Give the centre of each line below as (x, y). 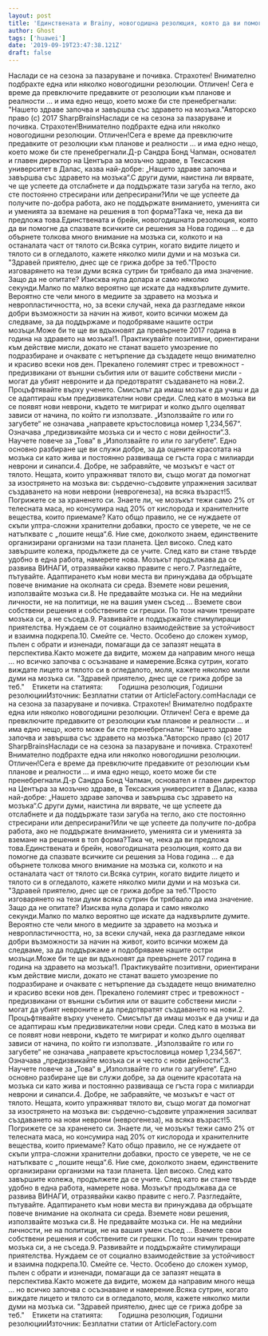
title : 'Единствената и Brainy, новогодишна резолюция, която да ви (124, 23)
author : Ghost (32, 30)
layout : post (30, 16)
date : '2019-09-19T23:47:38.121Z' (66, 46)
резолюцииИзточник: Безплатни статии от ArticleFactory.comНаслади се (132, 695)
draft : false (30, 53)
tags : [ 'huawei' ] (37, 38)
